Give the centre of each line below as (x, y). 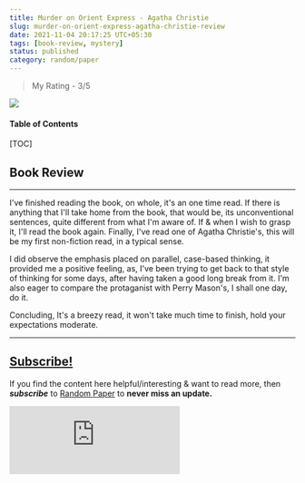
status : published (44, 52)
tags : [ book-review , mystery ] (67, 43)
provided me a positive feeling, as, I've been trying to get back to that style (149, 269)
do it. (19, 298)
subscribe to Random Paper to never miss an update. (111, 393)
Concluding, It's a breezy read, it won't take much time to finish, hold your (148, 315)
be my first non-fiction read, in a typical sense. (97, 241)
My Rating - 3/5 (61, 86)
